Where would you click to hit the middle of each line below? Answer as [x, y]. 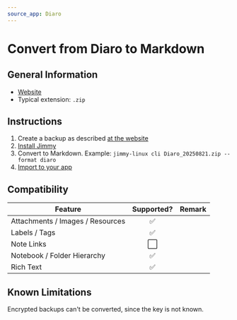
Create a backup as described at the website [83, 138]
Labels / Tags [33, 232]
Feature [68, 209]
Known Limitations [50, 292]
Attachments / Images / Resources [68, 221]
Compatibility [38, 189]
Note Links [29, 244]
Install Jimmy [37, 146]
